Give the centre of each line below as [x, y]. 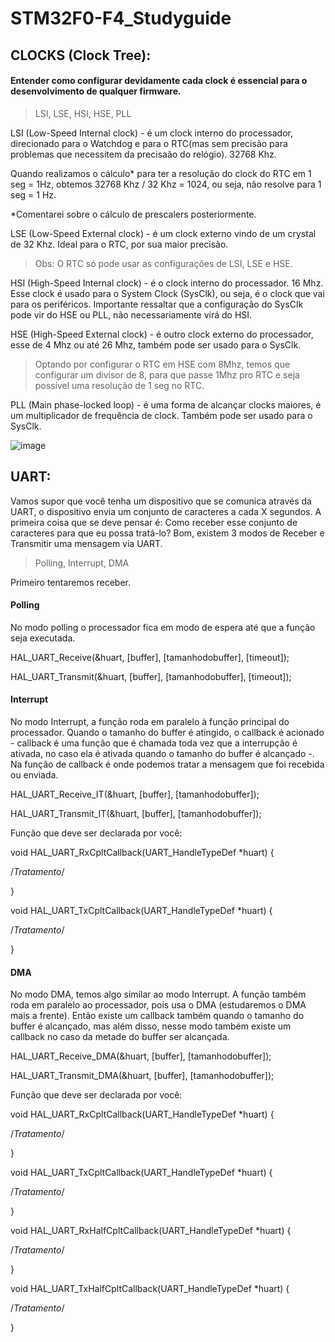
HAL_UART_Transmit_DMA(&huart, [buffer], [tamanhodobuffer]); [142, 1076]
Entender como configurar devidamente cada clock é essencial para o [159, 81]
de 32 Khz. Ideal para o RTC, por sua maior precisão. [119, 244]
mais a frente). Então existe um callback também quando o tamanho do [157, 1016]
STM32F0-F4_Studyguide [121, 18]
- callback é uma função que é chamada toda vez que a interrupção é [154, 743]
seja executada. [43, 638]
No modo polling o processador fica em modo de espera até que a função [163, 627]
